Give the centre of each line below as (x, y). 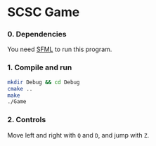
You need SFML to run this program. (60, 49)
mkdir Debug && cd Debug (44, 82)
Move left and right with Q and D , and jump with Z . (78, 135)
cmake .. (20, 88)
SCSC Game (44, 12)
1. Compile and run (40, 67)
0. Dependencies (37, 34)
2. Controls (27, 120)
